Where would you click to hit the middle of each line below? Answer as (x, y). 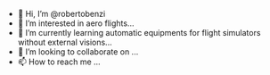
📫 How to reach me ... (59, 62)
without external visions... (65, 42)
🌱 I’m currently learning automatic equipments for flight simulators (139, 33)
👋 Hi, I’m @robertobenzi (61, 14)
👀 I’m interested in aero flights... (76, 23)
